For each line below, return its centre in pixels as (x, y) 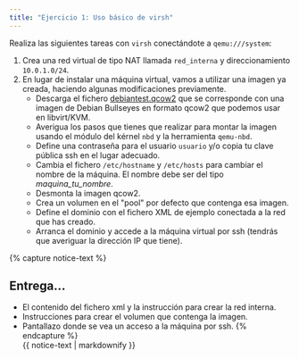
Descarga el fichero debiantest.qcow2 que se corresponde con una (160, 98)
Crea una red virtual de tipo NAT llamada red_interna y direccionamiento (156, 60)
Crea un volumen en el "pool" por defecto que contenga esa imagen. (162, 203)
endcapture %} (50, 336)
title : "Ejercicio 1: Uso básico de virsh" (91, 17)
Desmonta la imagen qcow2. (88, 193)
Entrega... (37, 286)
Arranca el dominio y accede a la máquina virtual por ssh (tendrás (157, 231)
